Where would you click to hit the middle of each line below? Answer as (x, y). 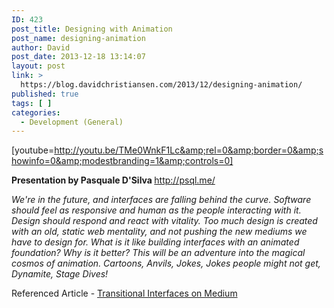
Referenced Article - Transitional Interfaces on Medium (124, 293)
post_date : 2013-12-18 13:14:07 (78, 57)
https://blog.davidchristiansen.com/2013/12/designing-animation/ (161, 85)
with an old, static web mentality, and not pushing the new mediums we (159, 232)
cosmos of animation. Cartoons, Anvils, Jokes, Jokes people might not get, (166, 263)
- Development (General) (72, 122)
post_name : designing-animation (78, 38)
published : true (45, 94)
